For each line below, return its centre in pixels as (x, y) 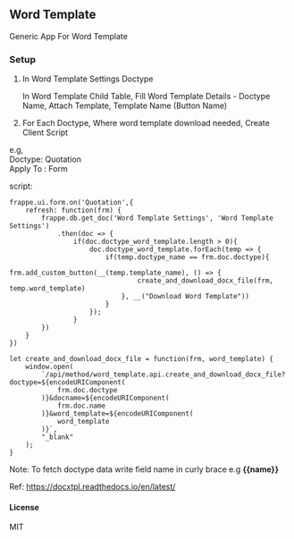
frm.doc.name (81, 406)
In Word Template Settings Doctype (88, 79)
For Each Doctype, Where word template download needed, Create (146, 123)
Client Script (45, 132)
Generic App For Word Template (68, 36)
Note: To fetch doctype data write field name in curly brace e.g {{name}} (144, 469)
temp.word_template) (48, 289)
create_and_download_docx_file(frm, (206, 281)
